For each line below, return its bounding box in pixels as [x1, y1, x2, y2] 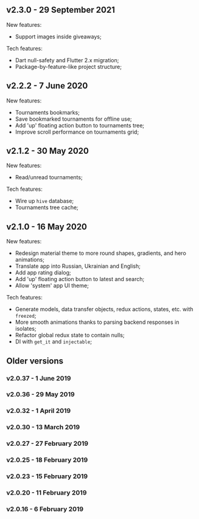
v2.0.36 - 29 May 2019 [6, 390, 75, 399]
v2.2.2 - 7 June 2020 [6, 81, 88, 91]
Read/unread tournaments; [15, 174, 83, 181]
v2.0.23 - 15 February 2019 [6, 472, 88, 481]
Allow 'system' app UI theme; [15, 282, 89, 289]
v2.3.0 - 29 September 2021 [6, 5, 116, 15]
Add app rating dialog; [15, 269, 71, 276]
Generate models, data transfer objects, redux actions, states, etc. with [15, 306, 194, 313]
